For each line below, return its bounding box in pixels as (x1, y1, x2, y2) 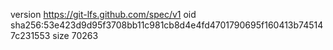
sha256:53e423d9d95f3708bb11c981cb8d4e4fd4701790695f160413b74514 (10, 19, 324, 31)
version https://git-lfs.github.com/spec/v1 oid (10, 9, 197, 20)
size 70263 (52, 30, 99, 41)
